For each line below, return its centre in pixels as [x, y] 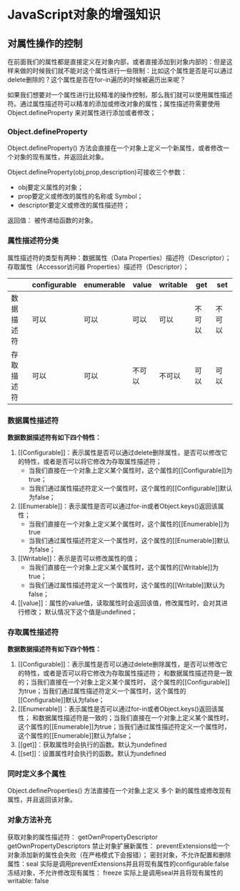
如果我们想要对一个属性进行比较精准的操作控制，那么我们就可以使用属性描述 [120, 95]
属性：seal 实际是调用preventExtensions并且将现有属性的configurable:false [119, 863]
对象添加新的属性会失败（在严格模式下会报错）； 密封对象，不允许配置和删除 [119, 855]
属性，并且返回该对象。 [42, 800]
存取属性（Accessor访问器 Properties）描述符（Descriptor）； [98, 267]
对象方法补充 [30, 820]
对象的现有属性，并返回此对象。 [60, 157]
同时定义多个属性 [37, 774]
